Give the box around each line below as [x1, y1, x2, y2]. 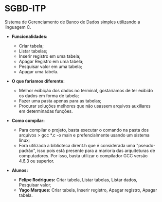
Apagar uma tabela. [18, 68, 59, 74]
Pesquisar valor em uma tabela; [18, 64, 82, 69]
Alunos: [11, 167, 28, 173]
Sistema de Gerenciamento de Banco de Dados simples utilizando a [4, 19, 141, 25]
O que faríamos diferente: [11, 78, 65, 84]
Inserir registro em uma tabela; [18, 53, 81, 59]
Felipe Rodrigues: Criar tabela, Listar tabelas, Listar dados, [18, 177, 138, 183]
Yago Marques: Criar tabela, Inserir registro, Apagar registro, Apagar [18, 187, 158, 193]
